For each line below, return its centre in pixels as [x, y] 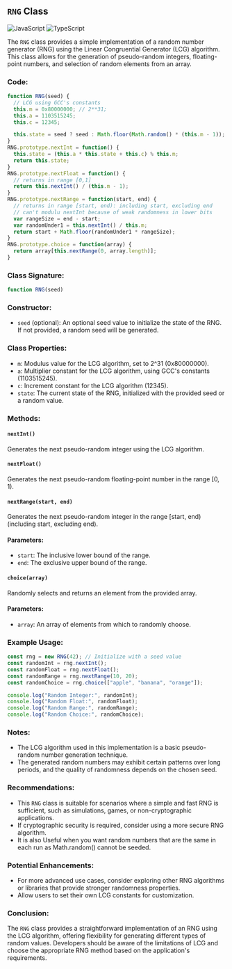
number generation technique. [85, 755]
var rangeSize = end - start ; [57, 218]
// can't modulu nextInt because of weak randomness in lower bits [113, 212]
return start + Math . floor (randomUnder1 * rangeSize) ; [94, 232]
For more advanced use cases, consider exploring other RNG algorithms [121, 880]
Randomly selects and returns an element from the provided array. [102, 593]
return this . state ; [42, 160]
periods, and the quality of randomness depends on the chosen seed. [117, 770]
